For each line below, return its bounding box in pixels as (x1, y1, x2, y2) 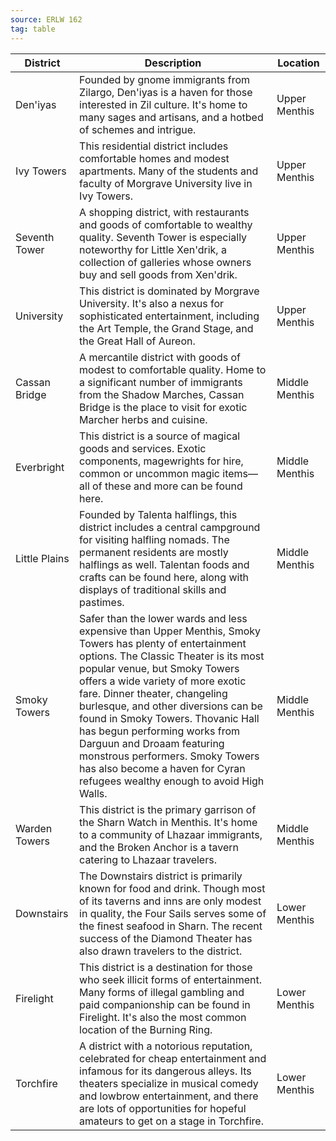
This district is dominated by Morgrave (79, 284, 260, 298)
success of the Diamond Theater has (79, 931, 253, 945)
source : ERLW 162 (10, 14, 83, 25)
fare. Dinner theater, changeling (79, 686, 228, 700)
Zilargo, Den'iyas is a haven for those (79, 85, 253, 99)
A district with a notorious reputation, (79, 1039, 253, 1053)
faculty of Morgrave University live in (79, 176, 253, 190)
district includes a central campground (79, 520, 261, 534)
